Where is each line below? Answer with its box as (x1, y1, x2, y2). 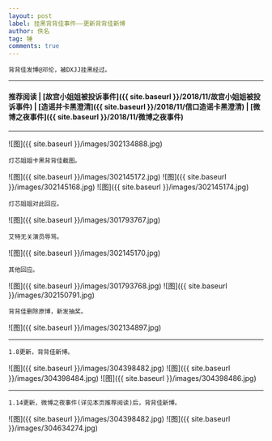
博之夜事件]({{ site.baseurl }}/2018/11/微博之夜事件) (8, 111, 184, 122)
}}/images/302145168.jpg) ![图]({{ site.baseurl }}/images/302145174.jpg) (8, 182, 249, 192)
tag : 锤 (8, 34, 33, 43)
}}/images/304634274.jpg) (8, 423, 99, 433)
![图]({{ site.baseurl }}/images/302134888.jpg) (8, 139, 164, 149)
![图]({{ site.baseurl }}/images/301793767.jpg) (8, 215, 161, 225)
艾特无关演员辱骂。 (8, 233, 63, 241)
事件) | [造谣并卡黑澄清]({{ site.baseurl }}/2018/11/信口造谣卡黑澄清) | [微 (15, 102, 261, 111)
